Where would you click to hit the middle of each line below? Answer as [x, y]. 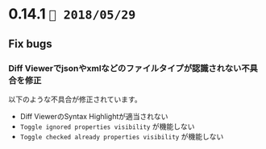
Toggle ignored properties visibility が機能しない [107, 126]
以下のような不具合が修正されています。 [75, 99]
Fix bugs [30, 44]
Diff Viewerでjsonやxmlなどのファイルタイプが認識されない [125, 68]
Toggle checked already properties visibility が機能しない [122, 136]
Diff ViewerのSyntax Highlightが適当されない [94, 116]
